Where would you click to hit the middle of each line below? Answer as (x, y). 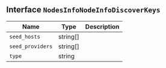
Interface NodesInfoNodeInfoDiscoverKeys (83, 10)
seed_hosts (25, 36)
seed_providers (31, 46)
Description (102, 26)
